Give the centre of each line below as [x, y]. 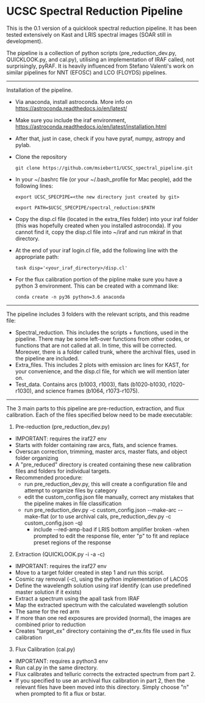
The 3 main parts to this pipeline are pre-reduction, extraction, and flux [95, 408]
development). [24, 41]
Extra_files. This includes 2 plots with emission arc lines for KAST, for [102, 365]
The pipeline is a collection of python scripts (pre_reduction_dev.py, [92, 53]
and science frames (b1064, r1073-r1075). [87, 391]
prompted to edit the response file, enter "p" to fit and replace [111, 536]
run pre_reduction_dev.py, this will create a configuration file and [106, 484]
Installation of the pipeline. [40, 90]
